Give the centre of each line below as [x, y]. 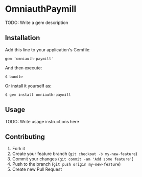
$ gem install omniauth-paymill [38, 95]
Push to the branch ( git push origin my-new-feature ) [66, 164]
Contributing [25, 137]
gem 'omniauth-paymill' [29, 59]
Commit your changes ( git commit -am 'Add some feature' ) [73, 159]
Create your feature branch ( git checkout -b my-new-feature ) [75, 154]
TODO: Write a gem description [37, 22]
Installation [23, 38]
